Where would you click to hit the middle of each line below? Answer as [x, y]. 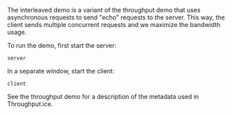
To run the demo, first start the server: [62, 45]
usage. [17, 32]
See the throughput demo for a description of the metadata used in [103, 97]
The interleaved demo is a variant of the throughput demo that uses [104, 10]
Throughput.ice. [30, 104]
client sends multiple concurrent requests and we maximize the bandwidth [114, 25]
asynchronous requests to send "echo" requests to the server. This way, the [116, 17]
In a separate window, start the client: [61, 71]
